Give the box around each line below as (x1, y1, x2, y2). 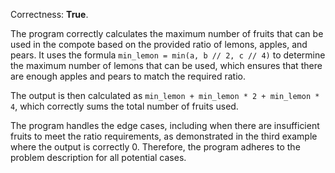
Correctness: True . (10, 9, 89, 20)
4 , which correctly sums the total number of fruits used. (10, 100, 239, 112)
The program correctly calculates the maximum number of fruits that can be (10, 28, 324, 39)
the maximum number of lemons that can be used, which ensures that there (10, 60, 323, 71)
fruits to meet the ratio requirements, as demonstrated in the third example (10, 130, 318, 142)
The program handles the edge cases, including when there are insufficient (10, 120, 320, 131)
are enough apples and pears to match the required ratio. (10, 70, 246, 82)
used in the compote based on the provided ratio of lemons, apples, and (10, 39, 308, 50)
